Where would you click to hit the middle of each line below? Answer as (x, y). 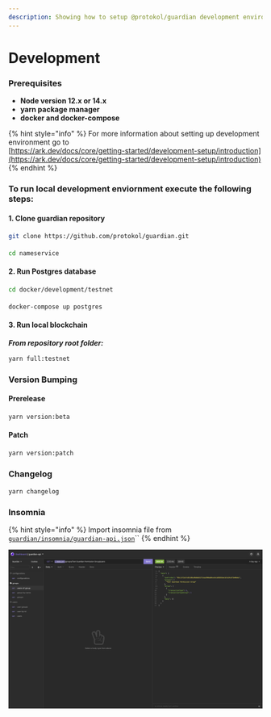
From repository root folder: (56, 342)
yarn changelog (34, 492)
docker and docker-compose (70, 118)
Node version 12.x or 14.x (63, 101)
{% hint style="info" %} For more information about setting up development (134, 134)
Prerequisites (35, 83)
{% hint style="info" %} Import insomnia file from (90, 530)
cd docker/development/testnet (61, 290)
